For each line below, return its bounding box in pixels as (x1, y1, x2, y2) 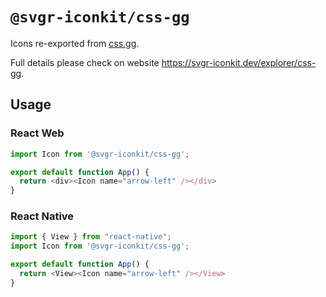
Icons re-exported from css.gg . (10, 37, 140, 49)
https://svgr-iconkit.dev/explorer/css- (161, 56, 317, 68)
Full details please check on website (10, 56, 160, 68)
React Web (10, 126, 65, 140)
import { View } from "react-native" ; (10, 232, 172, 242)
